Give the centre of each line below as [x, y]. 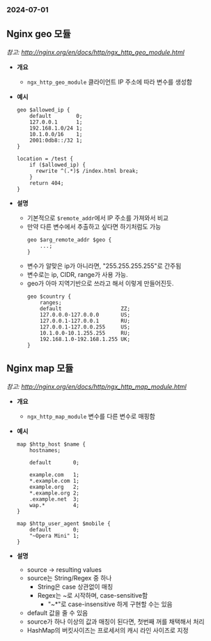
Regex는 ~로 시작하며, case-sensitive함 [93, 595]
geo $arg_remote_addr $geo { [69, 240]
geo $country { [49, 296]
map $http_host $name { [51, 444]
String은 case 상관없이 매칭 [75, 587]
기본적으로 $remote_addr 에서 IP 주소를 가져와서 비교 [97, 218]
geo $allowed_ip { [43, 110]
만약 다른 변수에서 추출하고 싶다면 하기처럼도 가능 [94, 226]
